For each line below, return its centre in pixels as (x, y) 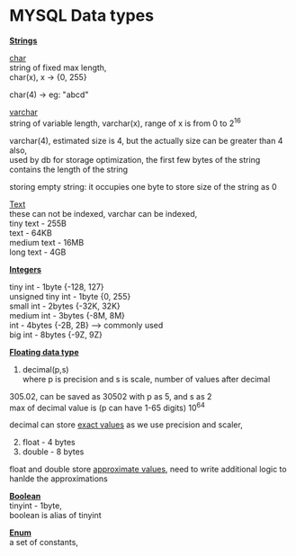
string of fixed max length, (58, 67)
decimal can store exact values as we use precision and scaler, (126, 425)
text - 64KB (31, 233)
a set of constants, (44, 543)
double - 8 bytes (53, 452)
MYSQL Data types (82, 16)
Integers (26, 269)
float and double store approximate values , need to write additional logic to (148, 470)
